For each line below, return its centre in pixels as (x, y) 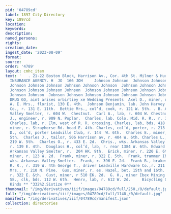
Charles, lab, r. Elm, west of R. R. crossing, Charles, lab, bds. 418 (88, 123)
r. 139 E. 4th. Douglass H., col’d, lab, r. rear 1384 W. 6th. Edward (88, 147)
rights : (13, 43)
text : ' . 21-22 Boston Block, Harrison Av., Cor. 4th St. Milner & (82, 76)
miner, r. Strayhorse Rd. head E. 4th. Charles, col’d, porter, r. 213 (88, 128)
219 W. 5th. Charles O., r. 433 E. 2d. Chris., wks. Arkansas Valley (88, 142)
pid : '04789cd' (21, 10)
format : (13, 57)
